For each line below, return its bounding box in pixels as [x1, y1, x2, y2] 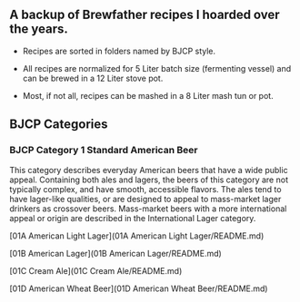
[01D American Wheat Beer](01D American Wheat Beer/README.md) [9, 283, 268, 294]
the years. [9, 22, 68, 37]
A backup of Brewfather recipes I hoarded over [9, 7, 280, 23]
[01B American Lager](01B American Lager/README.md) [9, 248, 223, 258]
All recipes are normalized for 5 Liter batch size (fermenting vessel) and [22, 63, 292, 73]
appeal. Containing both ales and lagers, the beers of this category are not [9, 174, 289, 185]
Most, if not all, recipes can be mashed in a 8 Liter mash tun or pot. [22, 90, 275, 101]
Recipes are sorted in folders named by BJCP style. [22, 45, 216, 56]
